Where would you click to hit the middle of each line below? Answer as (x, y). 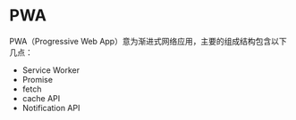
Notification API (51, 108)
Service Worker (51, 70)
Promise (38, 79)
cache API (41, 98)
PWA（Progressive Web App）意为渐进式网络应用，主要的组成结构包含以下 (148, 41)
